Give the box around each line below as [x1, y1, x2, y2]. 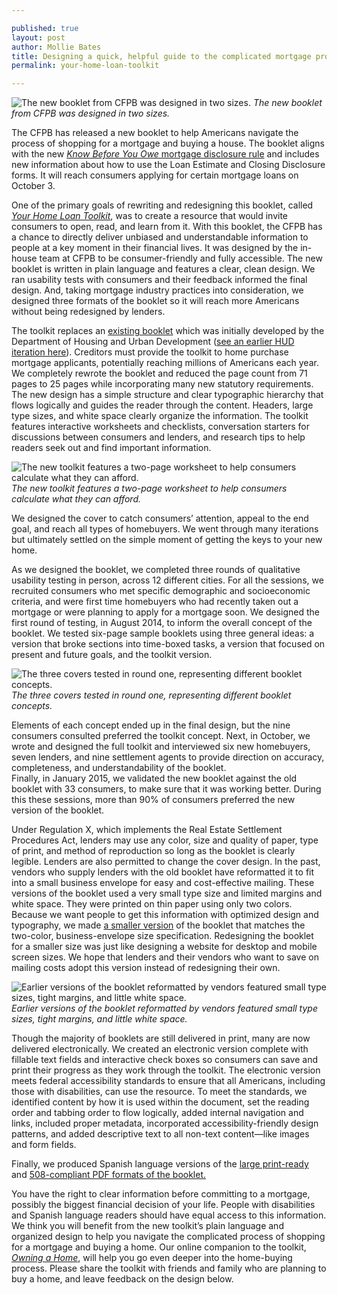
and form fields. [11, 1139, 77, 1151]
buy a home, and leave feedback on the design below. [11, 1273, 234, 1285]
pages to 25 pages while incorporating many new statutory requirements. [11, 378, 314, 390]
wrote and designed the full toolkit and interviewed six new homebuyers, [11, 741, 311, 753]
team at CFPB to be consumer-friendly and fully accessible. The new [39, 252, 323, 265]
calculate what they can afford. [11, 493, 141, 505]
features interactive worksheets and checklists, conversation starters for [11, 421, 310, 433]
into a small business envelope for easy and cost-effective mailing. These [11, 877, 315, 889]
